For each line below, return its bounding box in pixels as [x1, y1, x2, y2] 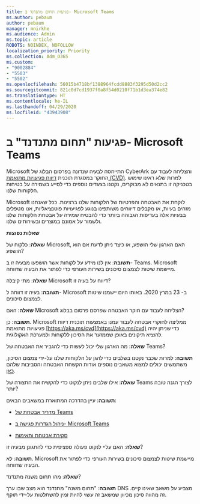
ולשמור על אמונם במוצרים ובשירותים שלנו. [6, 217, 102, 225]
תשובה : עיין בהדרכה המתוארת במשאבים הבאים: [6, 397, 117, 404]
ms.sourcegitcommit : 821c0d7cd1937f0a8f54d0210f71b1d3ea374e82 [6, 87, 168, 93]
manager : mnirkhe [6, 25, 50, 32]
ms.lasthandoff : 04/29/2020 [6, 103, 77, 110]
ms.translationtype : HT [6, 93, 66, 99]
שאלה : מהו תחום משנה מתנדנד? [6, 473, 81, 481]
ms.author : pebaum [6, 14, 52, 20]
